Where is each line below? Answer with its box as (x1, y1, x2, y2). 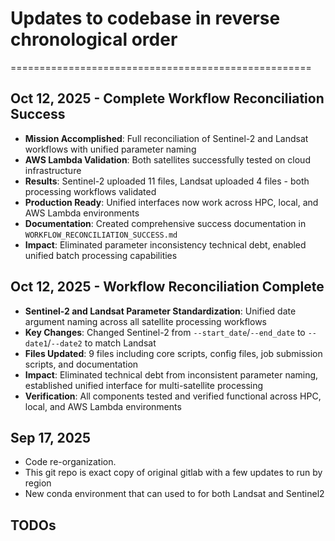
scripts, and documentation (24, 358, 139, 370)
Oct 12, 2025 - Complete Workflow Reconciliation (10, 90, 325, 107)
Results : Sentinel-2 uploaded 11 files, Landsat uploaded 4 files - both (24, 175, 310, 187)
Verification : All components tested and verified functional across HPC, (24, 390, 322, 402)
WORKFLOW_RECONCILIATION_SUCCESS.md (24, 230, 178, 240)
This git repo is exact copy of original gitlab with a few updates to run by (24, 467, 323, 479)
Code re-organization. (24, 456, 117, 468)
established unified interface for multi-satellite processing (24, 379, 264, 391)
